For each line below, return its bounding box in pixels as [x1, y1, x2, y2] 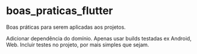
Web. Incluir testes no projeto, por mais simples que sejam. [6, 41, 149, 48]
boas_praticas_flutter [6, 4, 113, 18]
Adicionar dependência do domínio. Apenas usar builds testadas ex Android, [6, 35, 192, 42]
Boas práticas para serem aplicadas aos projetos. [6, 23, 126, 31]
